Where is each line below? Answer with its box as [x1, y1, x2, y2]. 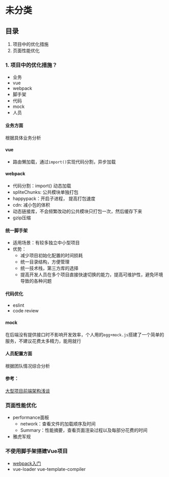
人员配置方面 [5, 351, 32, 357]
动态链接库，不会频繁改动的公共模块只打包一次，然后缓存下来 [12, 208, 143, 214]
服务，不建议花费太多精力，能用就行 [5, 338, 81, 344]
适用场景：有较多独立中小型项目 [12, 240, 80, 246]
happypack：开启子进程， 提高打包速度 [12, 195, 96, 201]
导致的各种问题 [20, 278, 52, 284]
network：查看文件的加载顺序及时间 [20, 421, 96, 427]
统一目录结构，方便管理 [20, 259, 70, 265]
